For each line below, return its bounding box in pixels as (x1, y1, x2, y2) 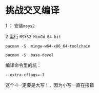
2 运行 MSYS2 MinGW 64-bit (5, 33, 62, 39)
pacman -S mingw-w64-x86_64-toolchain (5, 43, 91, 49)
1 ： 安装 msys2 (5, 22, 35, 29)
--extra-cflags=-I (5, 72, 45, 77)
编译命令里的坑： (5, 62, 42, 68)
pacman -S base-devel (5, 52, 54, 58)
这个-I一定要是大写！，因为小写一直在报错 (5, 82, 94, 88)
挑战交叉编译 (5, 5, 60, 16)
